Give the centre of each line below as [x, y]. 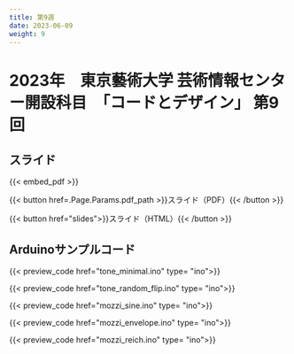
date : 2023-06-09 [41, 26]
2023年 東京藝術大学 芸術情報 [124, 80]
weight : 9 [27, 34]
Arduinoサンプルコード [72, 249]
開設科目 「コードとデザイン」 [138, 102]
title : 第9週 [32, 17]
